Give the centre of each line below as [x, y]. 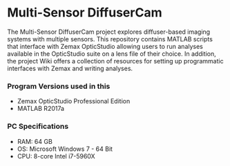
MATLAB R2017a [40, 109]
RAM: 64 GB [35, 141]
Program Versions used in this [59, 86]
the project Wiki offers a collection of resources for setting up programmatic [115, 61]
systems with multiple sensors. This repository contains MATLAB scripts [110, 39]
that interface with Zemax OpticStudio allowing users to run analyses [105, 46]
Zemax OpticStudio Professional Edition [74, 101]
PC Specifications [38, 127]
